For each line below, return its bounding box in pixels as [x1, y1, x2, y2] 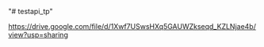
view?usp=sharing [8, 31, 69, 39]
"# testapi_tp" [8, 7, 53, 16]
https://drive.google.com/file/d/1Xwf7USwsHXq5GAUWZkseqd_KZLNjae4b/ [8, 22, 256, 31]
